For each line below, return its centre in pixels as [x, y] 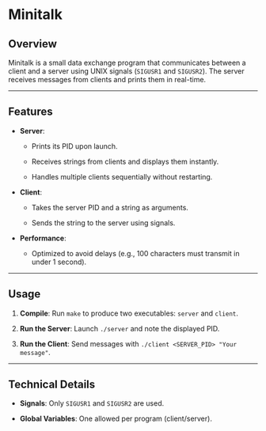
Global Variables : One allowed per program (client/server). [116, 419]
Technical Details [52, 385]
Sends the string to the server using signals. [103, 222]
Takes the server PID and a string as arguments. [110, 207]
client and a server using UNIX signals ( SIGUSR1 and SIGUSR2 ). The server [126, 71]
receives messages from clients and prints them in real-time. [107, 79]
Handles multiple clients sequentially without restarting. [122, 176]
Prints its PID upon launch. [74, 146]
